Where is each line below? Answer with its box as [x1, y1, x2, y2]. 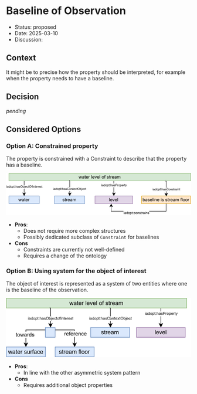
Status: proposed [14, 23, 57, 30]
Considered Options [6, 124, 81, 134]
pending [6, 107, 26, 114]
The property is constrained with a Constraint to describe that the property [6, 155, 187, 162]
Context [6, 53, 36, 63]
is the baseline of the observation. [6, 286, 89, 294]
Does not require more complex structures [23, 227, 126, 234]
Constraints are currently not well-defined [23, 246, 125, 253]
